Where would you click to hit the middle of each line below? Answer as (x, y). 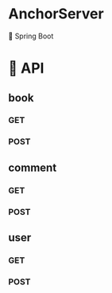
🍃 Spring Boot (31, 36)
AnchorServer (56, 14)
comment (33, 167)
